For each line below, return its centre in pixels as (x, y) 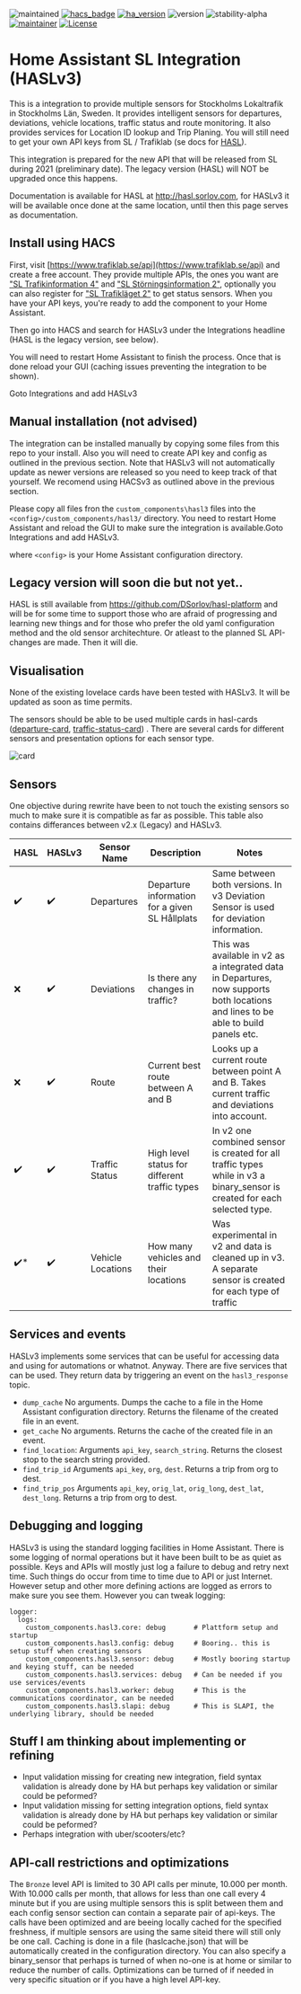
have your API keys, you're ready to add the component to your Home (138, 303)
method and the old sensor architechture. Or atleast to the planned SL (138, 633)
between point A (247, 1071)
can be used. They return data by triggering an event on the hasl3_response (149, 1375)
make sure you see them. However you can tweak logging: (117, 1595)
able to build (238, 1023)
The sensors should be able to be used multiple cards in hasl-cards (133, 720)
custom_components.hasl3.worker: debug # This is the (136, 1690)
